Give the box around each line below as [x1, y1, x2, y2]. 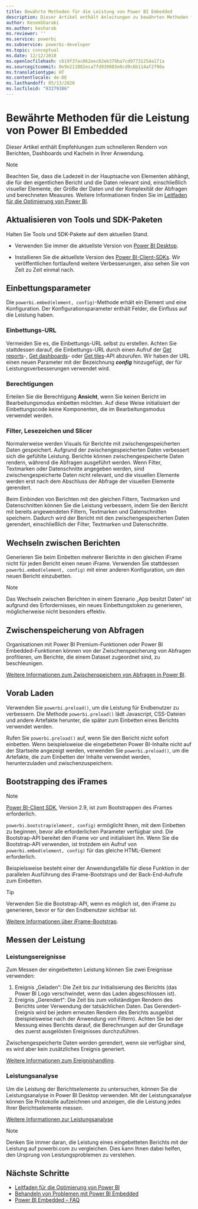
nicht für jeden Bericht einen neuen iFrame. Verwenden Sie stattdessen [6, 560, 180, 567]
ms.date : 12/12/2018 [6, 53, 57, 59]
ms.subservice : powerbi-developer [6, 42, 91, 48]
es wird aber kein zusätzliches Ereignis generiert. [6, 1046, 126, 1053]
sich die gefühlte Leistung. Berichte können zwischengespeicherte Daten [6, 453, 184, 460]
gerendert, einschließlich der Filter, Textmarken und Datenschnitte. [6, 521, 169, 528]
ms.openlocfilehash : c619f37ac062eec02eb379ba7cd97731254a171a [6, 58, 165, 64]
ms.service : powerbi [6, 36, 57, 42]
